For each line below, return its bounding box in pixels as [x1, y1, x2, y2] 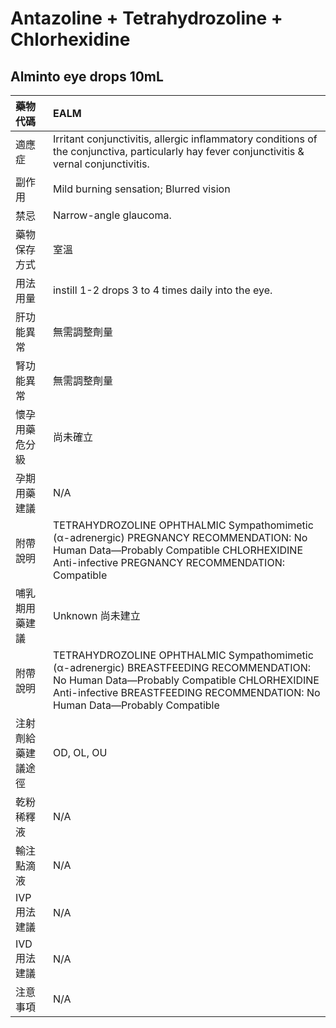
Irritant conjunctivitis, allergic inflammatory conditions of [52, 132, 318, 146]
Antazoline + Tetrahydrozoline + [10, 7, 283, 30]
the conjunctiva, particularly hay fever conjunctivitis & [52, 145, 305, 158]
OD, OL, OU [52, 746, 108, 759]
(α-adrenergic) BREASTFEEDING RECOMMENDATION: [52, 661, 312, 674]
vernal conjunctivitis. [52, 157, 150, 171]
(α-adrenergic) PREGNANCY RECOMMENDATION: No [52, 531, 308, 544]
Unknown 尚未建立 [52, 609, 141, 622]
